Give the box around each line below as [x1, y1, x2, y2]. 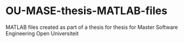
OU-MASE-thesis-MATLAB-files [5, 4, 168, 18]
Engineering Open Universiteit [5, 29, 79, 37]
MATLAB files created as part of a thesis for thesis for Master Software [5, 24, 178, 31]
